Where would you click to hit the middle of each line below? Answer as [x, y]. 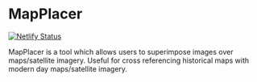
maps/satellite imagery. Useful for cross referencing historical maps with [129, 60]
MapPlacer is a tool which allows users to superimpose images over [121, 51]
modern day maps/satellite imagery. [68, 68]
